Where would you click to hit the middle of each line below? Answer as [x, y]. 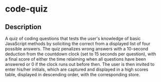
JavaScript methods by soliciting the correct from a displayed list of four [78, 44]
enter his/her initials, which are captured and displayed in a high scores [77, 69]
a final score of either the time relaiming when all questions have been [76, 59]
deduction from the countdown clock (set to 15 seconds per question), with [80, 54]
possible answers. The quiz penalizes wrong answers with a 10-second [77, 49]
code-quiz [26, 9]
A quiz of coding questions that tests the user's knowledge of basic [73, 38]
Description [23, 27]
